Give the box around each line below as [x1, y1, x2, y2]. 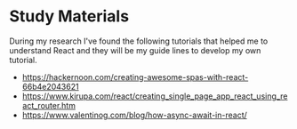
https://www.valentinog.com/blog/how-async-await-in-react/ [21, 109, 247, 120]
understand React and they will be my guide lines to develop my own [9, 44, 261, 55]
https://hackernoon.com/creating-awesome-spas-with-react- [21, 71, 249, 82]
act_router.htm [21, 100, 76, 110]
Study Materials [9, 6, 130, 27]
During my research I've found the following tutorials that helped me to [9, 36, 269, 46]
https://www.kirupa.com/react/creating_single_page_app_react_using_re [21, 91, 288, 101]
